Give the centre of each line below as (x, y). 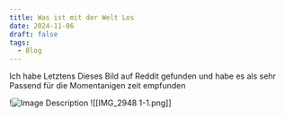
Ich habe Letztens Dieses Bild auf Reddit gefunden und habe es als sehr (143, 76)
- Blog (30, 51)
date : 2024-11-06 (42, 26)
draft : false (34, 34)
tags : (19, 42)
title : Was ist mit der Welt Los (72, 17)
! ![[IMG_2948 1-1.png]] (91, 103)
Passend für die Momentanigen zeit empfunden (98, 86)
